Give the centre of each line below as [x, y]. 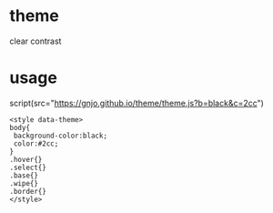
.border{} [28, 191]
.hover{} [26, 159]
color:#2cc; [36, 143]
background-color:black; [60, 136]
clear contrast [35, 41]
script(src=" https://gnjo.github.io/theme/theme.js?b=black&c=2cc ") [136, 103]
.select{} [28, 167]
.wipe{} [24, 183]
